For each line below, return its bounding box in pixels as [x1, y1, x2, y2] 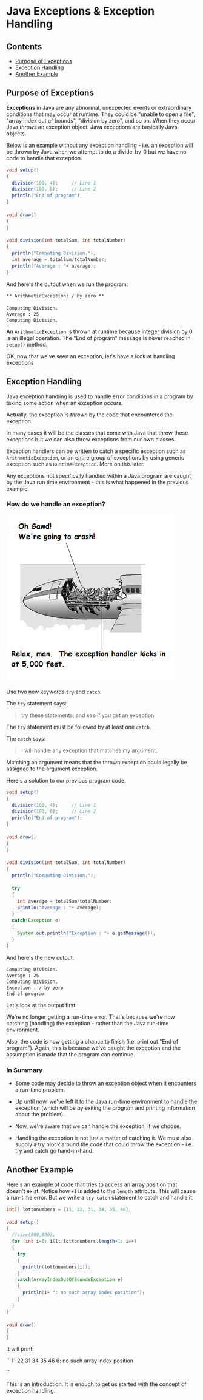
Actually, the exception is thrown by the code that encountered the [6, 411, 173, 418]
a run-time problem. [15, 1086, 65, 1093]
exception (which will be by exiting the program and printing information [15, 1104, 195, 1112]
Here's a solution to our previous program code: [6, 776, 126, 784]
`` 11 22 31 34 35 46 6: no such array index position [6, 1357, 134, 1364]
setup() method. [6, 341, 48, 348]
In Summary [6, 1065, 43, 1074]
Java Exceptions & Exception [6, 4, 155, 18]
